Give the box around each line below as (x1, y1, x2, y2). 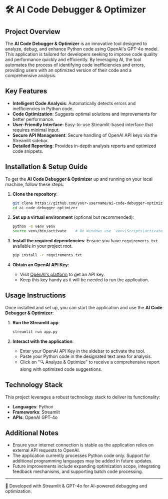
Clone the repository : (12, 191, 58, 197)
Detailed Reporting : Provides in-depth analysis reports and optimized (12, 143, 156, 149)
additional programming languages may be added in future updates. (12, 458, 153, 464)
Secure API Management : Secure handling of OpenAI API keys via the (12, 132, 157, 138)
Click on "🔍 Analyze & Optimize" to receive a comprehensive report (19, 359, 160, 365)
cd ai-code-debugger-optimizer (12, 205, 78, 210)
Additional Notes (5, 428, 59, 437)
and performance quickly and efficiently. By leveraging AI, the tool (5, 57, 141, 63)
